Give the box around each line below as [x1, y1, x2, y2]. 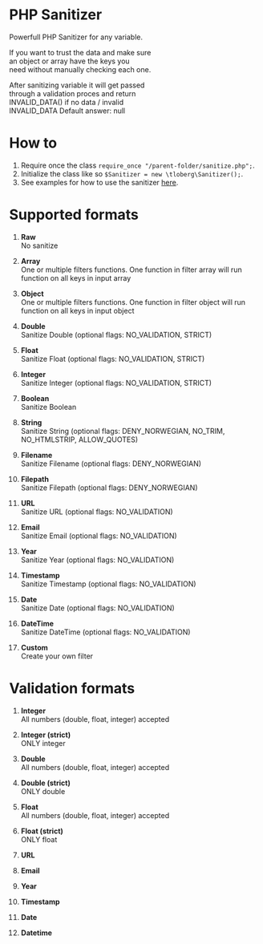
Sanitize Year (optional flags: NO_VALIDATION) [20, 555, 175, 565]
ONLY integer [20, 738, 67, 748]
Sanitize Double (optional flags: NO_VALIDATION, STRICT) [20, 330, 212, 339]
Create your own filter [20, 651, 94, 661]
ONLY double [20, 786, 66, 796]
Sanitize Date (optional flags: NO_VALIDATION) [20, 603, 175, 613]
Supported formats [9, 206, 139, 224]
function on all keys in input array [20, 273, 131, 282]
